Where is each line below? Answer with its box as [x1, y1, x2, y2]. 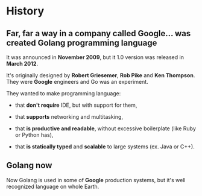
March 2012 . [6, 60, 38, 67]
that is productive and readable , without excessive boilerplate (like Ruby [14, 125, 196, 132]
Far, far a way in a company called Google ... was [6, 28, 191, 39]
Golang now [6, 160, 52, 171]
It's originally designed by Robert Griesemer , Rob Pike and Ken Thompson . [6, 72, 195, 79]
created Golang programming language [6, 37, 157, 48]
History [6, 4, 45, 18]
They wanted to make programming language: [6, 90, 121, 97]
